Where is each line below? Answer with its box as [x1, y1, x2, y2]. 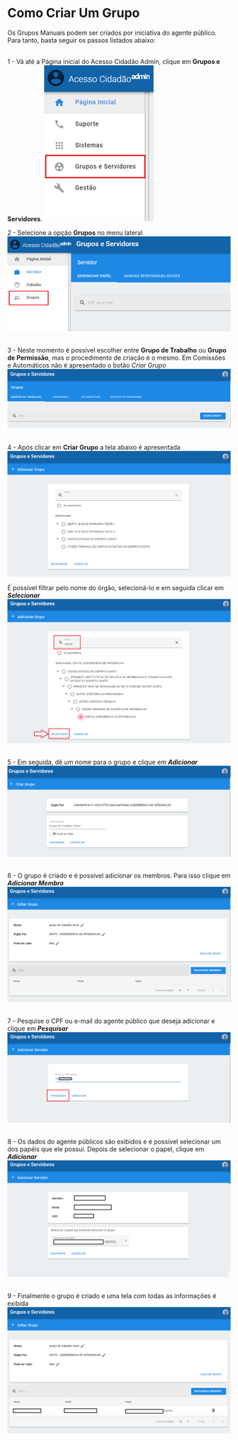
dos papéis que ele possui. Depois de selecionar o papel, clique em [7, 1145, 205, 1153]
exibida [7, 1299, 29, 1307]
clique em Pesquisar [7, 1024, 69, 1033]
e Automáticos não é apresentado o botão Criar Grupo [7, 361, 166, 370]
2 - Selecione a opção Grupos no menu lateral [7, 228, 143, 237]
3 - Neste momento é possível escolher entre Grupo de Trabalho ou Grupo [7, 346, 227, 355]
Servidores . [7, 214, 42, 223]
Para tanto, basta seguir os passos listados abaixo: [7, 35, 156, 44]
